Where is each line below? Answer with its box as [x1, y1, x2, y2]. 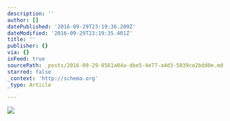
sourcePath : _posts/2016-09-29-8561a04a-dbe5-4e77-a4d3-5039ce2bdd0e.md [7, 62, 224, 69]
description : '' [7, 10, 55, 17]
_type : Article [7, 81, 52, 88]
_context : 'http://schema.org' [7, 74, 99, 82]
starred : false [7, 68, 52, 75]
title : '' [7, 36, 36, 43]
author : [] [7, 17, 39, 24]
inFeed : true [7, 56, 45, 63]
